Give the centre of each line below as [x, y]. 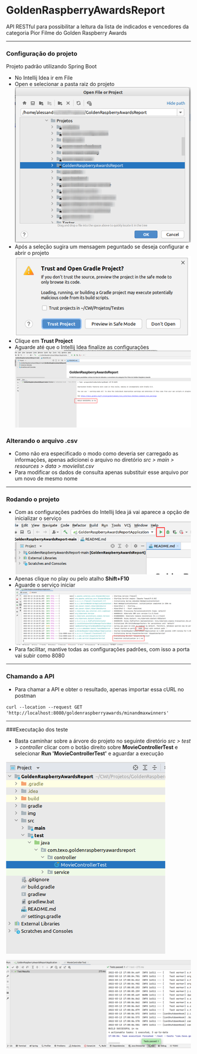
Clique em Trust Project [44, 341]
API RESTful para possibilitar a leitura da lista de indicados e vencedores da [98, 26]
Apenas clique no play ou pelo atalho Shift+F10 [72, 578]
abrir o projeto [32, 253]
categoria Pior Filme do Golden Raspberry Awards [67, 32]
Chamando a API [30, 677]
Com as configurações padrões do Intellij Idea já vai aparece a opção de [102, 512]
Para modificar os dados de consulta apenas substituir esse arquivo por [101, 472]
